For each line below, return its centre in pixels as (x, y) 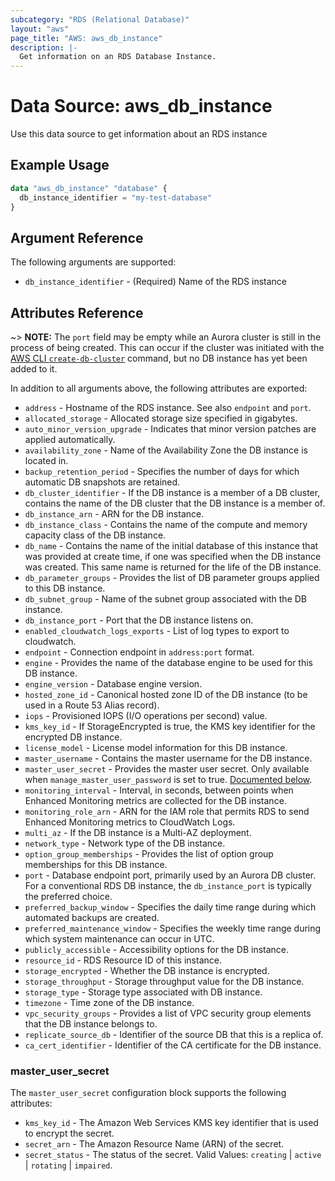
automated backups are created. (92, 918)
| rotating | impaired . (68, 1165)
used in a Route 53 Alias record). (92, 705)
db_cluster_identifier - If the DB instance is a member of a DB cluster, (172, 493)
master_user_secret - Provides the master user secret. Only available (167, 769)
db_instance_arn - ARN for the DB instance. (114, 514)
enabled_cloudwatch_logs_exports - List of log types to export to (157, 631)
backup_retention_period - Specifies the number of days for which (162, 472)
